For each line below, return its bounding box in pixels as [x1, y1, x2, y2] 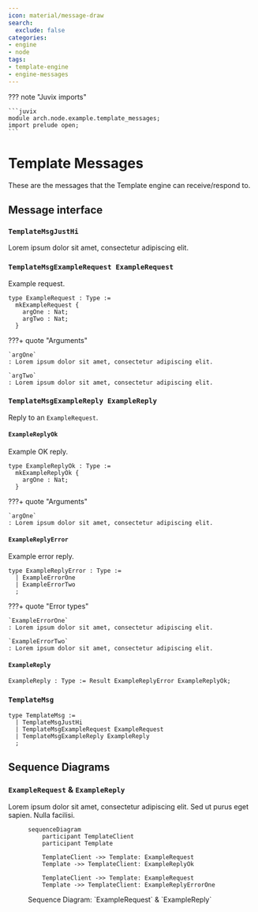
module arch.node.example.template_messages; [8, 114, 160, 122]
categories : [8, 33, 47, 42]
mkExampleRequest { [15, 301, 80, 309]
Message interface [8, 203, 103, 217]
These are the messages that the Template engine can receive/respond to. [8, 180, 251, 190]
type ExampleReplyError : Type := [8, 567, 122, 575]
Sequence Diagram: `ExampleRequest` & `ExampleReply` [28, 895, 212, 905]
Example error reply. [8, 552, 75, 561]
